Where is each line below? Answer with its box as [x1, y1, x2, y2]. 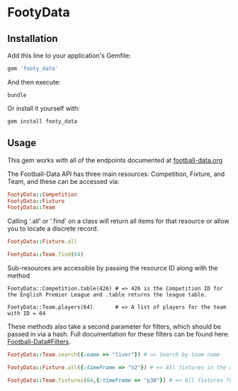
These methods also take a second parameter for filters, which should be [7, 322, 222, 331]
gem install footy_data [7, 118, 78, 125]
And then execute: [7, 77, 61, 86]
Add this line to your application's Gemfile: [7, 51, 131, 60]
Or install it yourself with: [7, 104, 80, 112]
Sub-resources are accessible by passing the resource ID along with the [7, 264, 218, 272]
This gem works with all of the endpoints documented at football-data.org [7, 155, 223, 164]
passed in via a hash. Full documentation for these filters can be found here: [7, 330, 230, 338]
